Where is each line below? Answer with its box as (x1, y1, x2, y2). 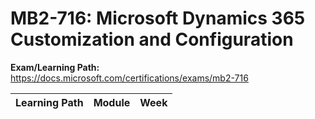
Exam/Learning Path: (10, 61, 100, 73)
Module (93, 95, 131, 109)
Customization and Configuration (10, 28, 294, 51)
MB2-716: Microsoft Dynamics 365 (10, 7, 306, 30)
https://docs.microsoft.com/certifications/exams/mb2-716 (10, 72, 249, 84)
